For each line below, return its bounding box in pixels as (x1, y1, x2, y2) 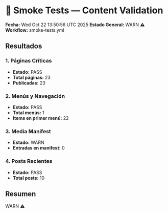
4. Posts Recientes (5, 158, 53, 165)
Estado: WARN (12, 139, 44, 145)
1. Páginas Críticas (5, 57, 52, 65)
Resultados (5, 42, 42, 51)
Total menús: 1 (12, 110, 44, 116)
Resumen (5, 189, 36, 198)
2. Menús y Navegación (5, 92, 65, 99)
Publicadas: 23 (12, 79, 46, 86)
